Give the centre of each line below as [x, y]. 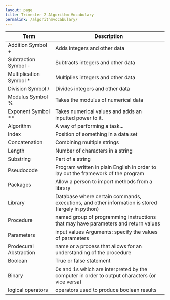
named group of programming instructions [106, 217]
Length [16, 151]
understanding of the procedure [93, 253]
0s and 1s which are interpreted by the [101, 269]
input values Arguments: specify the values [107, 232]
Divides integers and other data [93, 89]
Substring [19, 159]
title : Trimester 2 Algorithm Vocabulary [50, 15]
